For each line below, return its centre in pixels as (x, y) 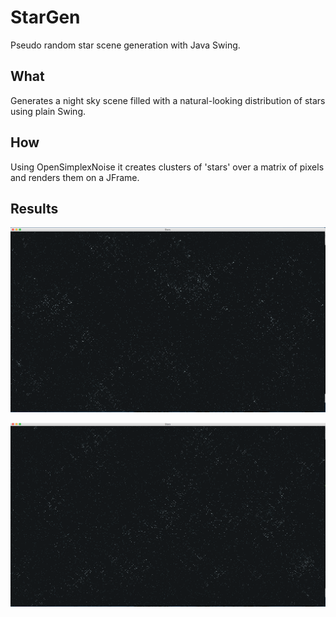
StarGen (45, 17)
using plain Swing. (48, 111)
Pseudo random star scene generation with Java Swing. (125, 45)
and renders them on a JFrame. (75, 177)
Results (34, 208)
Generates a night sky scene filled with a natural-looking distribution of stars (168, 100)
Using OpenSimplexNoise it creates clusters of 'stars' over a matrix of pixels (167, 167)
